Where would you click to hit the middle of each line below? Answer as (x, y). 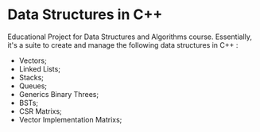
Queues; (33, 86)
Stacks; (31, 77)
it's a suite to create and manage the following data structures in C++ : (123, 45)
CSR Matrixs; (41, 111)
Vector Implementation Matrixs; (70, 119)
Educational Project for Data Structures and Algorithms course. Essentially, (130, 37)
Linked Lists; (40, 68)
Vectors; (33, 60)
